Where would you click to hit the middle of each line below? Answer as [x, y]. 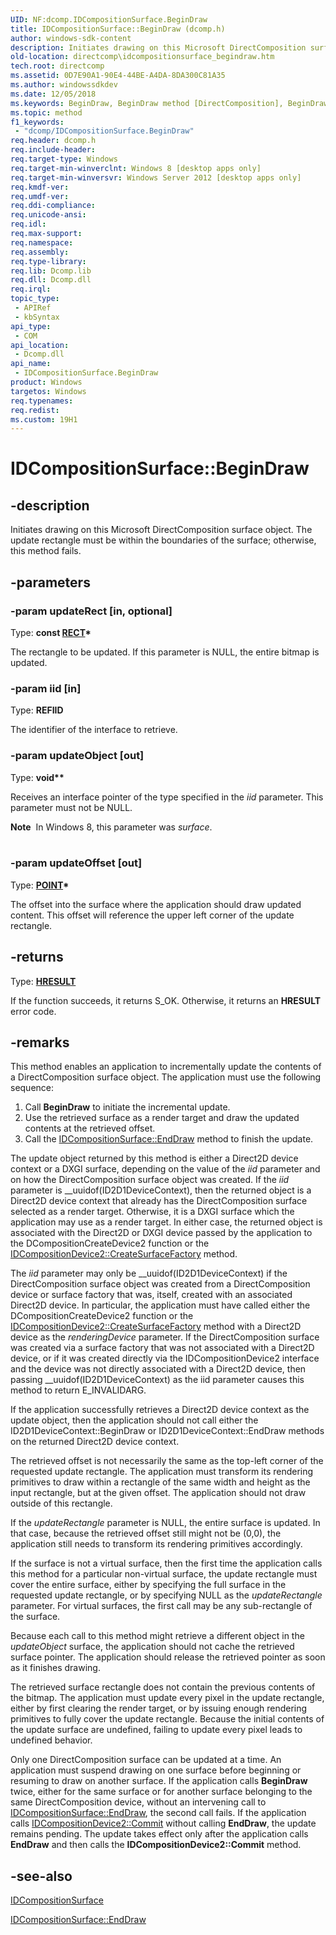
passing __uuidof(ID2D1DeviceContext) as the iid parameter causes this [157, 1380]
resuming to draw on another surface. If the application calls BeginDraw [159, 1781]
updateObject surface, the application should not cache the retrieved [152, 1647]
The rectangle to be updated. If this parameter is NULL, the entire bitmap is [165, 652]
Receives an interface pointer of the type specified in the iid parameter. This [167, 797]
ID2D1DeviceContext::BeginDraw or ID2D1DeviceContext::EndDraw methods [167, 1431]
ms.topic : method [46, 112]
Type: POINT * [40, 885]
